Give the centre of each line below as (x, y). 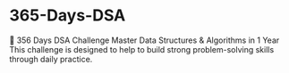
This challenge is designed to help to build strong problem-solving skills (142, 49)
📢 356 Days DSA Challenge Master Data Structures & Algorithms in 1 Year (144, 40)
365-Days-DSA (68, 16)
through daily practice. (51, 59)
